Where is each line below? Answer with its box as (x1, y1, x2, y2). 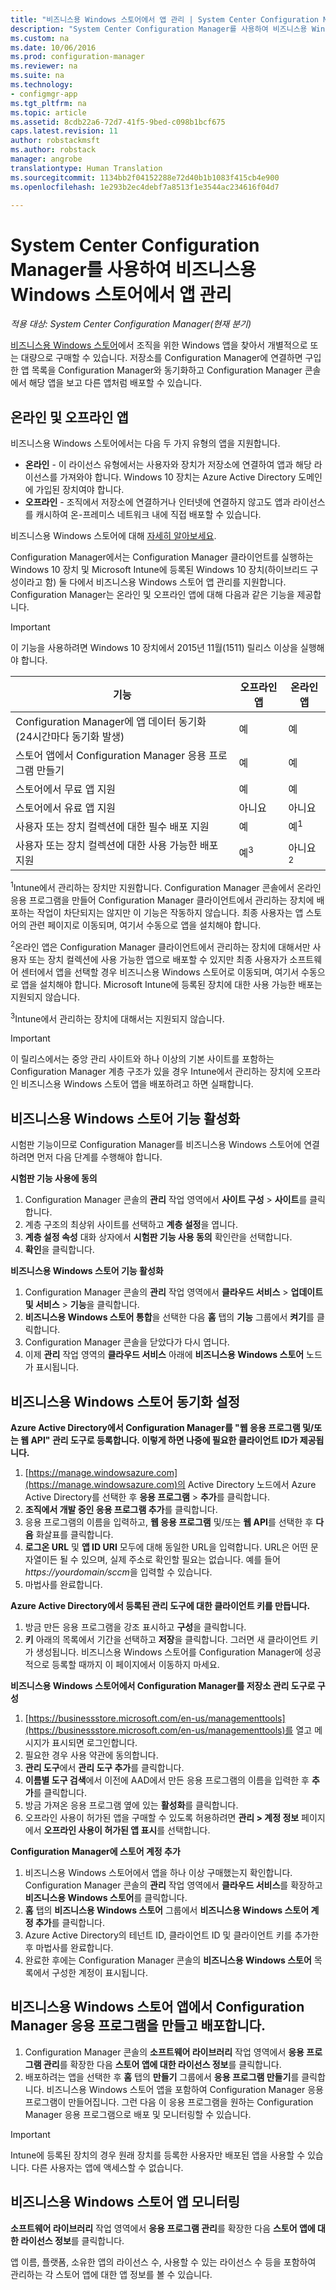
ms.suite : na (10, 71, 65, 81)
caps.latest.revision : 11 (10, 126, 118, 136)
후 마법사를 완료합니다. (24, 1942, 114, 1954)
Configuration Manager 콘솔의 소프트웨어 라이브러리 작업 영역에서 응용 (24, 2046, 305, 2058)
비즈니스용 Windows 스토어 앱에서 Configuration (10, 1999, 305, 2016)
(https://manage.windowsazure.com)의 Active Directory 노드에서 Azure (24, 1479, 317, 1491)
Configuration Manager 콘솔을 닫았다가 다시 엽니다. (24, 1336, 230, 1348)
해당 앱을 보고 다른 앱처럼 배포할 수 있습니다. (28, 377, 203, 389)
